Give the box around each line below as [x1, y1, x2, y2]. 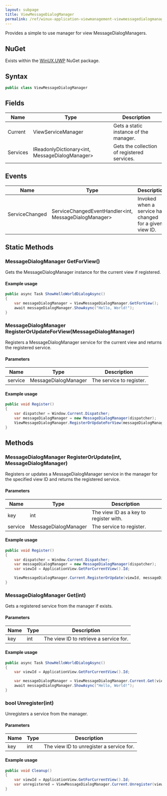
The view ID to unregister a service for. [44, 743, 135, 750]
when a [137, 201, 155, 208]
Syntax [5, 72, 28, 80]
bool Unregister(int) [5, 699, 54, 706]
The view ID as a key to [91, 509, 146, 516]
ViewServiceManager [33, 128, 83, 135]
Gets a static [113, 122, 143, 129]
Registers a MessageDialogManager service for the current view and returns [5, 339, 162, 345]
